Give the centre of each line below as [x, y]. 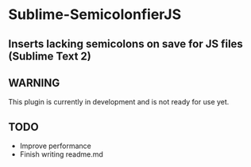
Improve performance [55, 146]
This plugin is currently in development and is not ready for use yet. [119, 102]
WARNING [34, 83]
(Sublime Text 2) [50, 56]
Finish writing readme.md [61, 154]
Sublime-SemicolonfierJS [95, 15]
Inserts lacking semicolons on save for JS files [126, 44]
